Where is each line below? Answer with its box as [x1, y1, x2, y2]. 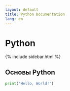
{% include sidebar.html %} [5, 54, 61, 60]
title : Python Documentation [5, 12, 65, 17]
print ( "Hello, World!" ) [5, 81, 54, 86]
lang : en [5, 16, 23, 21]
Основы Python [5, 68, 55, 76]
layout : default [5, 7, 38, 12]
